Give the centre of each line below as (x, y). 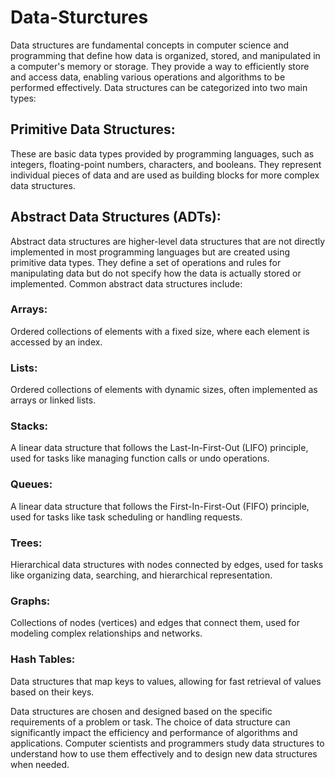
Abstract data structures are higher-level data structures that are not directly (168, 241)
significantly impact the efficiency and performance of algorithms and (154, 732)
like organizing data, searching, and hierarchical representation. (141, 575)
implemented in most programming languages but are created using (150, 252)
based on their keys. (52, 692)
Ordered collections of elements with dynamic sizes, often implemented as (164, 390)
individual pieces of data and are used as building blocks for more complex (165, 175)
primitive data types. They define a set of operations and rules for (146, 262)
